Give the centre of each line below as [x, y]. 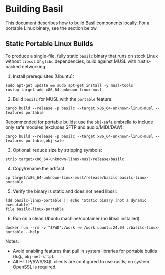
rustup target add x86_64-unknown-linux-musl [53, 90]
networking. [34, 66]
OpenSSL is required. [34, 267]
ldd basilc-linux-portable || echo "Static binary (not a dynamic [76, 200]
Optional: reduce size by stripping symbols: [57, 150]
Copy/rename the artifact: [39, 168]
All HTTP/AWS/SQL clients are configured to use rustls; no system [81, 261]
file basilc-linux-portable [35, 209]
